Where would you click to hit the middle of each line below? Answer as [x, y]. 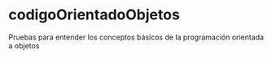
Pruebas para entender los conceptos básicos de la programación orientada [136, 37]
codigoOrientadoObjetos [94, 15]
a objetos [24, 45]
